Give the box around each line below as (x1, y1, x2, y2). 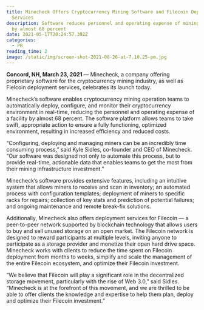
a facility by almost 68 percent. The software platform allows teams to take (6, 115, 194, 122)
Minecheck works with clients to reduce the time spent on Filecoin (6, 246, 172, 254)
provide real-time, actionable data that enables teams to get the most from (6, 158, 192, 166)
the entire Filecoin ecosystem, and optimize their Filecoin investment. (6, 259, 180, 267)
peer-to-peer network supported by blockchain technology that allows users (6, 221, 198, 228)
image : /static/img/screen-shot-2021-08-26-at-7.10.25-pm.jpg (6, 54, 167, 60)
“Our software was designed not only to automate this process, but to (6, 152, 181, 160)
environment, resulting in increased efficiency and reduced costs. (6, 127, 171, 135)
